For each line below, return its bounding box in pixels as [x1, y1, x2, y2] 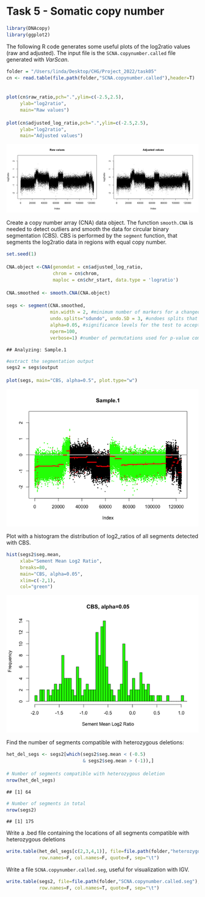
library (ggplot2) [6, 32, 51, 38]
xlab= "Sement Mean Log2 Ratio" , [20, 558, 103, 564]
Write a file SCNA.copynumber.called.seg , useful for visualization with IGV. [6, 866, 190, 873]
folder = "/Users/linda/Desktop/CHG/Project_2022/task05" [6, 68, 157, 75]
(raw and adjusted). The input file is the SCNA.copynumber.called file [6, 49, 176, 56]
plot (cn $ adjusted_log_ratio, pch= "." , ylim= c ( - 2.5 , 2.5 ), [6, 120, 149, 126]
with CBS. [6, 539, 32, 546]
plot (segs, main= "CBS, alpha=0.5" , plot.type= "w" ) [6, 378, 138, 384]
